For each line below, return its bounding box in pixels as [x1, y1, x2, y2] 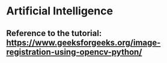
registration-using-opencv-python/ [6, 47, 142, 57]
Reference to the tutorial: [6, 28, 102, 38]
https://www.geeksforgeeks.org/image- [6, 37, 161, 47]
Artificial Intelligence [6, 4, 113, 18]
